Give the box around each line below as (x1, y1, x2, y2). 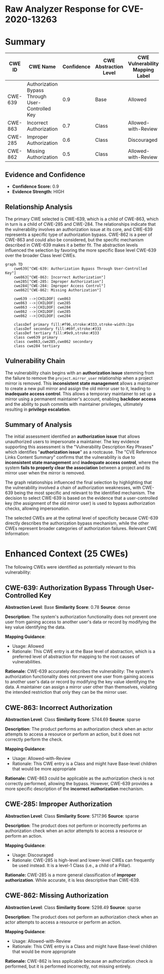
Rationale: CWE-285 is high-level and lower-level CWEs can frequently (12, 857, 155, 863)
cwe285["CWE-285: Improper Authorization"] (14, 279, 104, 284)
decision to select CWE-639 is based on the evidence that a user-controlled (5, 495, 158, 501)
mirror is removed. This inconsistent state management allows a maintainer (5, 380, 159, 386)
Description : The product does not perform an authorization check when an (5, 914, 159, 920)
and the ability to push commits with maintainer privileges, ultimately (5, 401, 143, 407)
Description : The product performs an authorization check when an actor (5, 726, 153, 732)
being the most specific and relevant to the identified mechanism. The (14, 490, 155, 496)
